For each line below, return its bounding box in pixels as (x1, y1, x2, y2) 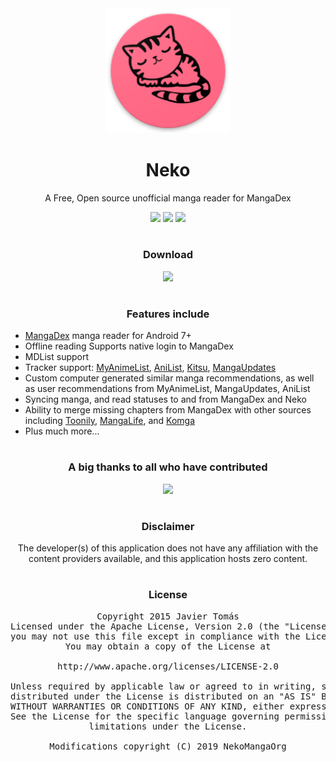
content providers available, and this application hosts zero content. (28, 553, 308, 565)
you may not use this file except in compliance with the (10, 630, 301, 642)
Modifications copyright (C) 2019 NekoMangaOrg (49, 740, 287, 752)
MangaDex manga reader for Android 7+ (24, 330, 192, 342)
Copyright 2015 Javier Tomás (96, 610, 240, 622)
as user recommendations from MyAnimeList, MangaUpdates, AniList (24, 383, 311, 395)
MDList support (24, 351, 90, 363)
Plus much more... (24, 425, 100, 437)
